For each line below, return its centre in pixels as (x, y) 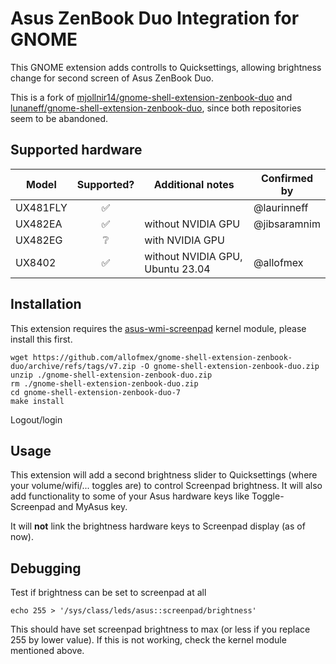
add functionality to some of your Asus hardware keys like (130, 496)
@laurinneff (281, 207)
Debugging (46, 568)
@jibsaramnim (287, 224)
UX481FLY (41, 207)
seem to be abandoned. (59, 118)
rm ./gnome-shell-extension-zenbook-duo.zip (104, 383)
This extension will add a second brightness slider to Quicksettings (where (164, 475)
